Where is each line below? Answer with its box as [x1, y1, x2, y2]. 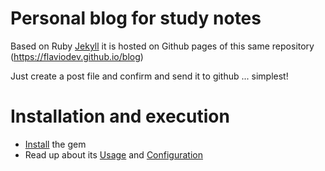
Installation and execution [10, 105, 230, 128]
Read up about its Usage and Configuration [24, 148, 203, 161]
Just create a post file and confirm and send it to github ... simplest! [10, 70, 289, 82]
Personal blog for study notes [10, 7, 262, 30]
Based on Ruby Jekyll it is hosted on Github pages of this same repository [10, 40, 315, 52]
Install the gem [24, 138, 87, 150]
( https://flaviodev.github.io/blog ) [10, 50, 144, 62]
